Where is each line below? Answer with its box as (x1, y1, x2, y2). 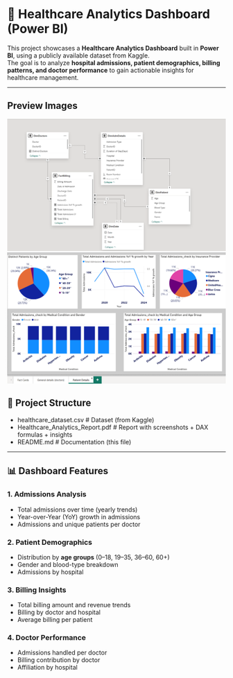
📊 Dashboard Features (7, 465, 109, 477)
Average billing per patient (17, 616, 93, 624)
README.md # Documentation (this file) (17, 437, 132, 446)
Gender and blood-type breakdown (17, 560, 119, 568)
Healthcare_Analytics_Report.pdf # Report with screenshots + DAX (17, 423, 209, 431)
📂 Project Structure (7, 397, 92, 409)
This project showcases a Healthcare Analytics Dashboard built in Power (7, 44, 220, 52)
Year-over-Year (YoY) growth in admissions (17, 512, 141, 521)
